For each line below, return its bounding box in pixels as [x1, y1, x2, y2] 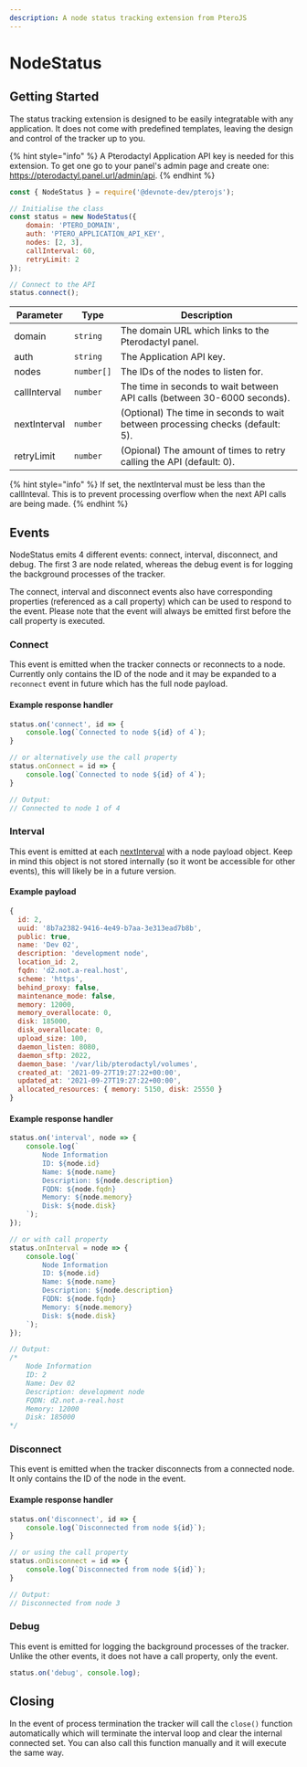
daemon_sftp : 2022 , [17, 1051, 92, 1060]
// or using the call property [9, 1548, 129, 1558]
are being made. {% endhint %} [9, 499, 129, 510]
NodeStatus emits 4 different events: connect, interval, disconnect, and [9, 549, 279, 560]
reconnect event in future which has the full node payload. [9, 678, 228, 690]
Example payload [9, 886, 77, 897]
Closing [9, 1694, 55, 1709]
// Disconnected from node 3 [9, 1598, 121, 1608]
